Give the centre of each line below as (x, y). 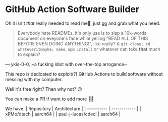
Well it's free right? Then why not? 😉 (44, 89)
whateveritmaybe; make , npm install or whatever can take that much (89, 49)
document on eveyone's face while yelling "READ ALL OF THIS (83, 38)
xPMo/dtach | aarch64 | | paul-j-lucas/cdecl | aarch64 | (63, 114)
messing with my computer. (34, 79)
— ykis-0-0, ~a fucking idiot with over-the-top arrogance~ (66, 64)
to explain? (29, 54)
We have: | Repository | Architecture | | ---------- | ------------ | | (73, 108)
